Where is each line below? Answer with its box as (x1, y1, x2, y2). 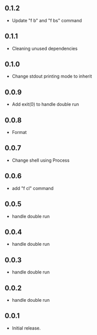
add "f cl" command (11, 185, 53, 191)
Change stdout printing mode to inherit (11, 73, 92, 80)
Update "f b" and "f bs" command (11, 17, 82, 23)
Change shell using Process (11, 157, 69, 163)
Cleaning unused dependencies (11, 45, 78, 51)
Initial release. (11, 325, 41, 331)
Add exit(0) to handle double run (11, 101, 79, 107)
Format (11, 129, 27, 136)
